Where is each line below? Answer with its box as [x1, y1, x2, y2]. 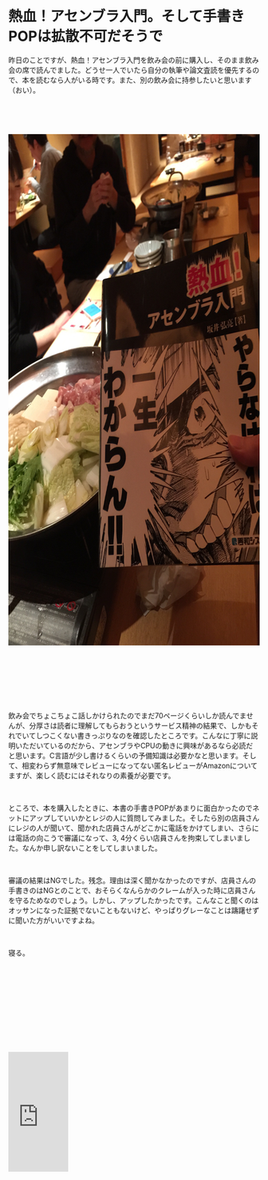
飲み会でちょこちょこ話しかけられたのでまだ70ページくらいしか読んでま [8, 710, 247, 720]
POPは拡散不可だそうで [8, 27, 164, 46]
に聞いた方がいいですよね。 [8, 916, 100, 925]
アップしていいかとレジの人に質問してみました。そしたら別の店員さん [29, 812, 260, 823]
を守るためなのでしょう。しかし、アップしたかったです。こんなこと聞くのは [8, 896, 259, 905]
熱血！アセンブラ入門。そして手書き [8, 7, 245, 26]
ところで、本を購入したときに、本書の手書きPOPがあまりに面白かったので [8, 803, 253, 812]
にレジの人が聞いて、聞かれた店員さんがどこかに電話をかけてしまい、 [8, 823, 238, 832]
